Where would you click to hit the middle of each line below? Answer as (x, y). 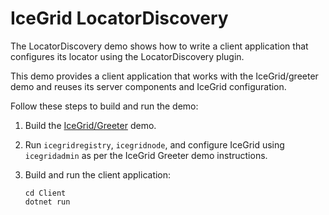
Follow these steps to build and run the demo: (104, 106)
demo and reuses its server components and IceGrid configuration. (148, 86)
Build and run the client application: (98, 174)
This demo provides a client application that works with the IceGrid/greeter (164, 76)
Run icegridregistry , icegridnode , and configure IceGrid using (154, 144)
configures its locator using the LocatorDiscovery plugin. (127, 56)
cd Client (45, 193)
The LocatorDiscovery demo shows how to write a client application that (159, 46)
